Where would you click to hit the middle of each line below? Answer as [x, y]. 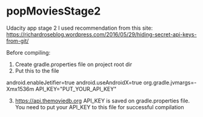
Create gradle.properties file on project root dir [73, 64]
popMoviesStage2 [54, 11]
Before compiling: [28, 52]
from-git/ [18, 41]
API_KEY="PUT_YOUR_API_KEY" [76, 89]
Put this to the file [37, 70]
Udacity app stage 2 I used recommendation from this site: [80, 28]
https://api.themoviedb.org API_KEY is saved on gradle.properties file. [102, 101]
